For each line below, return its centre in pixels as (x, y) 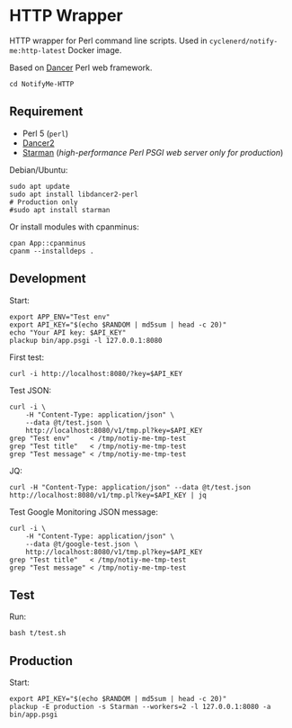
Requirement (46, 112)
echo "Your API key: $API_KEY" (68, 333)
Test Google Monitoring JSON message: (84, 512)
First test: (27, 357)
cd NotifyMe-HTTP (42, 84)
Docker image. (95, 49)
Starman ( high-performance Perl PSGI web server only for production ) (153, 152)
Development (48, 279)
